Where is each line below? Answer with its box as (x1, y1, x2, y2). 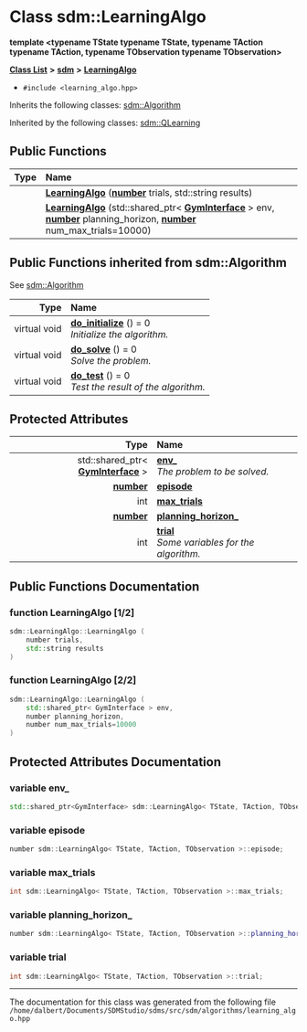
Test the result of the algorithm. (69, 380, 206, 393)
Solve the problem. (69, 354, 152, 367)
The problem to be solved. (156, 465, 270, 478)
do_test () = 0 (69, 368, 131, 381)
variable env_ (9, 782, 70, 794)
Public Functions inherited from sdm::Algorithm (9, 255, 288, 271)
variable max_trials (9, 866, 96, 878)
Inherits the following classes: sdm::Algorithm (9, 99, 181, 111)
